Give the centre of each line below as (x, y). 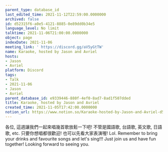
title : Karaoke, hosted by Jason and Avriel (52, 103)
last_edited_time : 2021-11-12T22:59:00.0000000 (56, 14)
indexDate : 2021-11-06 (29, 42)
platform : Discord (24, 70)
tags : (11, 75)
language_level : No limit (32, 28)
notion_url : (17, 112)
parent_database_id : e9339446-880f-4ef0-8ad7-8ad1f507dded (68, 98)
